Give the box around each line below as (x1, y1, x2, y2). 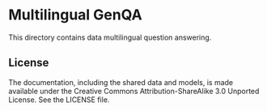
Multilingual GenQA (8, 6, 143, 24)
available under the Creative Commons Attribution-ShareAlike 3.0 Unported (8, 86, 260, 96)
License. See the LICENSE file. (8, 95, 110, 105)
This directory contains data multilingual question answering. (8, 32, 212, 42)
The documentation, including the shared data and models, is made (8, 77, 234, 87)
